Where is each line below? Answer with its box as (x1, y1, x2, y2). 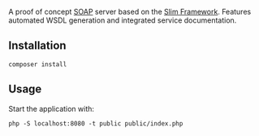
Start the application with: (8, 104, 95, 113)
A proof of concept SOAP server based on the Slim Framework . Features (8, 7, 252, 16)
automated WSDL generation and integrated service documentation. (8, 15, 237, 25)
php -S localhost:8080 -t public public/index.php (8, 119, 183, 128)
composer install (8, 60, 67, 68)
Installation (8, 39, 67, 53)
